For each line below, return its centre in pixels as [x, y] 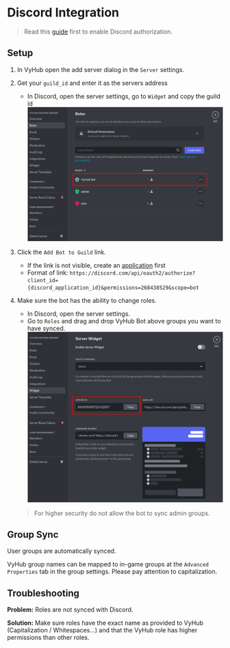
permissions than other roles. [49, 638]
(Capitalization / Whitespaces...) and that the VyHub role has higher [102, 630]
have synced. [46, 328]
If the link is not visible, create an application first [97, 265]
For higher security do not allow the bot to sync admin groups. [122, 513]
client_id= [43, 280]
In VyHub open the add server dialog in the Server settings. [101, 69]
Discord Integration [63, 13]
